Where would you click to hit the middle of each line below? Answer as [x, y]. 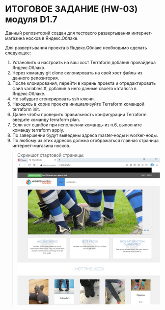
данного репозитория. [36, 78]
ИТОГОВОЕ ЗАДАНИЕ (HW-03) [71, 9]
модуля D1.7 [31, 19]
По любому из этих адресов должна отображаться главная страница [85, 140]
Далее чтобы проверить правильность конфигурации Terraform [79, 114]
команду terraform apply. [38, 130]
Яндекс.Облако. [29, 68]
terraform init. [26, 109]
